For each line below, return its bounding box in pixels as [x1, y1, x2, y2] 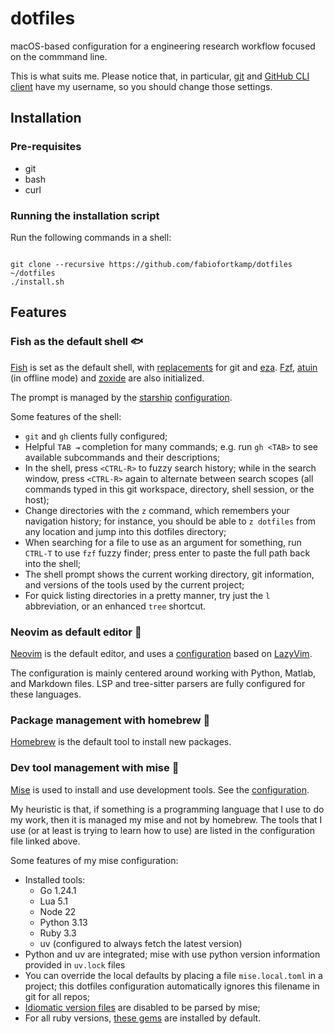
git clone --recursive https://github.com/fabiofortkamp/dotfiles [10, 259, 293, 269]
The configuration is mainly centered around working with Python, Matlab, [10, 667, 317, 679]
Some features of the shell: [10, 410, 122, 422]
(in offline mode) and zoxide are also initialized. [10, 372, 205, 384]
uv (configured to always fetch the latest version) [39, 937, 243, 949]
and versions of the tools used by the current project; [24, 578, 245, 591]
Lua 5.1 [39, 895, 69, 907]
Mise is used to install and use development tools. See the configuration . [10, 783, 310, 796]
